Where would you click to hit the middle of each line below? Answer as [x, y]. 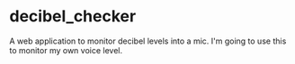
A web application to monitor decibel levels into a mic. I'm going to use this [148, 41]
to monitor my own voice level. [66, 50]
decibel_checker [73, 16]
